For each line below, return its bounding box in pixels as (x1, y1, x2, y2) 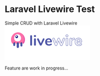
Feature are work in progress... (5, 65, 68, 71)
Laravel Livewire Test (5, 3, 95, 15)
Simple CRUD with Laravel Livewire (5, 20, 77, 26)
